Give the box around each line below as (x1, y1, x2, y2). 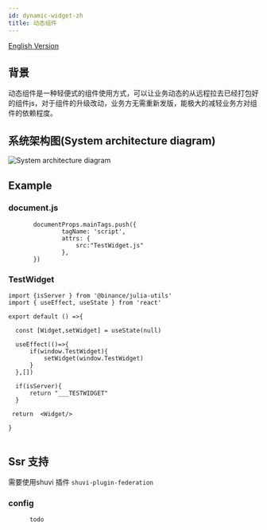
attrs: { (61, 234, 91, 243)
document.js (8, 202, 59, 213)
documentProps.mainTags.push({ (33, 220, 137, 228)
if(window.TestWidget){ (29, 348, 109, 356)
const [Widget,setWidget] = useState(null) (15, 327, 161, 335)
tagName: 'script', (61, 228, 126, 236)
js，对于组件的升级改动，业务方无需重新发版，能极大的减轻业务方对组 (29, 99, 257, 108)
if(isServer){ (15, 383, 62, 391)
